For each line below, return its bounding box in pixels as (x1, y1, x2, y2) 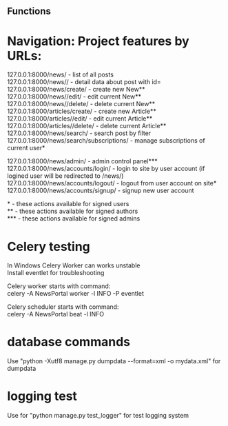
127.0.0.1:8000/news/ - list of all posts (7, 70, 114, 79)
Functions (7, 6, 52, 17)
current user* (7, 144, 45, 152)
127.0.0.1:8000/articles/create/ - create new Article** (7, 107, 156, 116)
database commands (7, 334, 131, 350)
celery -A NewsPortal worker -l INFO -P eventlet (7, 290, 145, 298)
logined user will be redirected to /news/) (7, 172, 124, 180)
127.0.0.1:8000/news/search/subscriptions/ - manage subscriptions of (7, 136, 205, 145)
